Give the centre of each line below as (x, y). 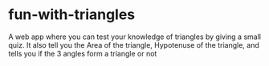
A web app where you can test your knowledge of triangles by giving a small (134, 37)
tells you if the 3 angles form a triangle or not (83, 53)
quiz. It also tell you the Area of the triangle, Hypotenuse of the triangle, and (134, 45)
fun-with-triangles (72, 15)
